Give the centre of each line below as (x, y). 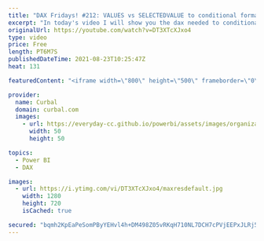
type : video (27, 37)
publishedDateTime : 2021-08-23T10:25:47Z (77, 60)
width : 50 (45, 131)
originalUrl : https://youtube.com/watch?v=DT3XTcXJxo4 (100, 30)
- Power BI (33, 160)
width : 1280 (42, 196)
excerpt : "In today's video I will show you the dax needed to (114, 23)
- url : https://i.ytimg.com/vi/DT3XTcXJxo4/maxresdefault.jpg (119, 189)
